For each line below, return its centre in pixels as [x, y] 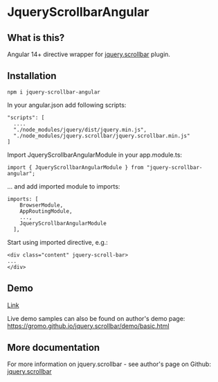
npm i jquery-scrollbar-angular [54, 92]
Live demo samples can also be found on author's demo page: [96, 318]
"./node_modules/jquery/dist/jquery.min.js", [80, 130]
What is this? [36, 38]
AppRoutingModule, [46, 211]
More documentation [54, 348]
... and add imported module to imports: [64, 186]
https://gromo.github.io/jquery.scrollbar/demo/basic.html [88, 326]
